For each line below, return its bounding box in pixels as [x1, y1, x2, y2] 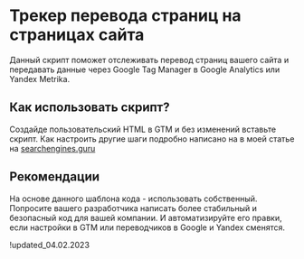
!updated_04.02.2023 [9, 239, 90, 250]
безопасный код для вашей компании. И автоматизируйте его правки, [9, 212, 282, 223]
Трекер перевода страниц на [9, 5, 242, 26]
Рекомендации [9, 169, 100, 185]
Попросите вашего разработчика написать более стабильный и [9, 202, 258, 213]
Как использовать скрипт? [9, 100, 170, 116]
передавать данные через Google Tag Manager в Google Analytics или [9, 64, 280, 75]
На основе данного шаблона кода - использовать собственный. [9, 193, 258, 204]
